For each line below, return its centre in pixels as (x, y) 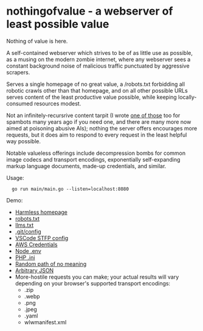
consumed (20, 103)
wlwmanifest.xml (45, 322)
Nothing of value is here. (37, 41)
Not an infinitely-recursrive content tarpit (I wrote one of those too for (93, 115)
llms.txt (24, 225)
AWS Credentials (36, 244)
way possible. (24, 141)
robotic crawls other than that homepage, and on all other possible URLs (97, 90)
